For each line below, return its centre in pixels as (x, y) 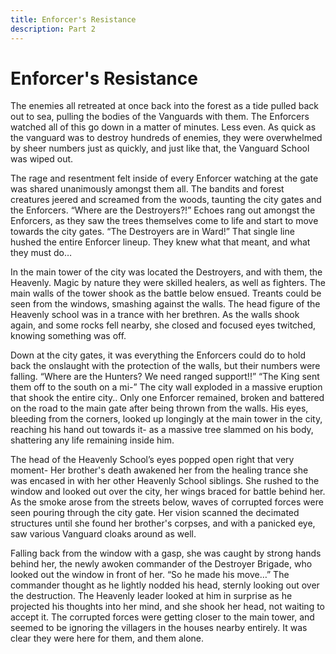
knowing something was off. (68, 336)
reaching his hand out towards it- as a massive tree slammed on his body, (162, 430)
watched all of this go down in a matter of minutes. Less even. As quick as (163, 127)
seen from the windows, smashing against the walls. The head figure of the (165, 304)
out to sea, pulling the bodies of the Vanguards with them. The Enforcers (160, 117)
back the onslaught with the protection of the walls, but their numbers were (165, 366)
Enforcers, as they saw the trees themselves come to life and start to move (164, 221)
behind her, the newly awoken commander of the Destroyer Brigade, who (161, 564)
